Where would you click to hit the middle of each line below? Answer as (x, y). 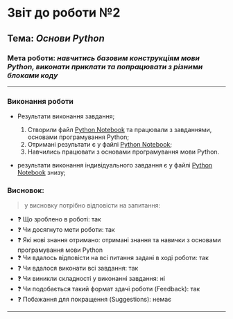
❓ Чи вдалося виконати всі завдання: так (78, 268)
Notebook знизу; (41, 173)
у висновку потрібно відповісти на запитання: (92, 206)
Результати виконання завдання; (66, 116)
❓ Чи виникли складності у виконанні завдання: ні (91, 279)
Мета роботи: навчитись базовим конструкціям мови (103, 58)
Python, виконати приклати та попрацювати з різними (105, 66)
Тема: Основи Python (56, 38)
